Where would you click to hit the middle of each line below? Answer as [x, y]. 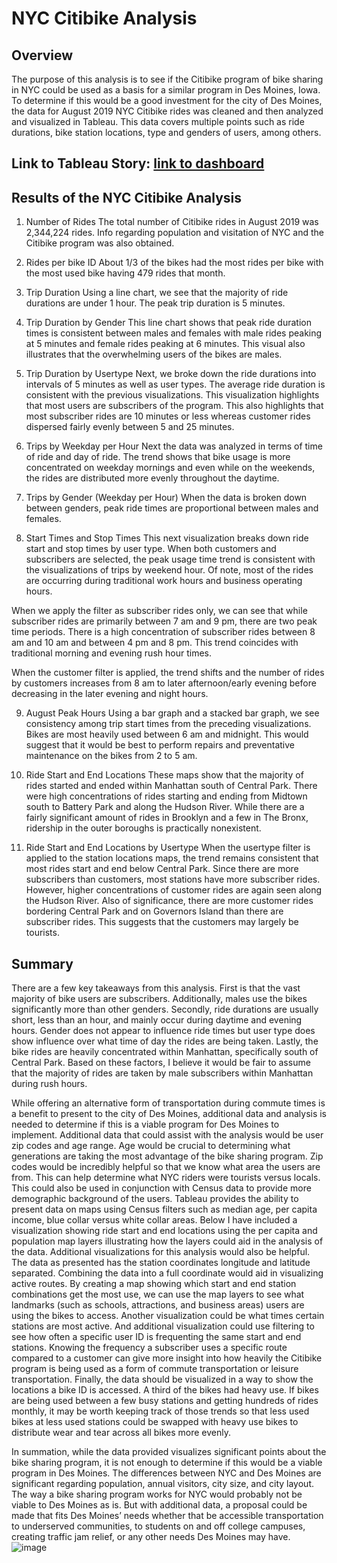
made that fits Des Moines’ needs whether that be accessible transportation [167, 1516]
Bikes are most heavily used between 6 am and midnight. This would [167, 734]
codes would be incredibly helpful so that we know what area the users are [166, 1167]
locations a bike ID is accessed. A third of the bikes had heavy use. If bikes [165, 1390]
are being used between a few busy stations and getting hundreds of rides [165, 1401]
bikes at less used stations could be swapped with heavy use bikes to [155, 1422]
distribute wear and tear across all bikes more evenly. [121, 1433]
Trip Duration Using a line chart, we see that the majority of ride [157, 293]
